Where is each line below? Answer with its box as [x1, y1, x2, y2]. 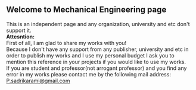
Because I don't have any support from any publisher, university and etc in [6, 46, 189, 53]
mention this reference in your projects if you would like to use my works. [6, 58, 186, 65]
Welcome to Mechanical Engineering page [6, 5, 167, 15]
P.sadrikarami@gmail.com [6, 77, 70, 84]
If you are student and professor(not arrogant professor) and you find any [6, 65, 187, 72]
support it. [6, 27, 32, 34]
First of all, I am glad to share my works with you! [6, 39, 127, 46]
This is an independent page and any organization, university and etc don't [6, 20, 190, 27]
